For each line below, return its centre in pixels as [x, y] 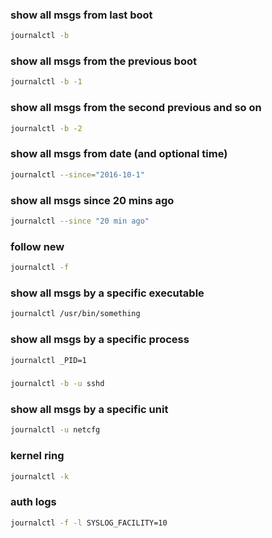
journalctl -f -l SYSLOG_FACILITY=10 [89, 523]
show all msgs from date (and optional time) [119, 154]
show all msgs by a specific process [100, 340]
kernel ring [37, 456]
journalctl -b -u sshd [57, 384]
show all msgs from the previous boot [103, 61]
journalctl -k [40, 476]
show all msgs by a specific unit [89, 410]
